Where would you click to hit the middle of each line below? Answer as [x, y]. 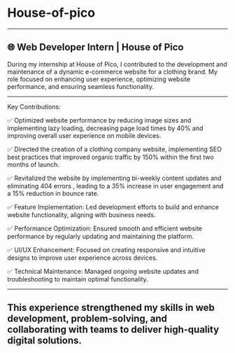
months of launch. [33, 164]
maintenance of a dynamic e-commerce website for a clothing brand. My [113, 71]
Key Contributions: [34, 106]
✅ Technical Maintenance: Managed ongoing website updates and [103, 271]
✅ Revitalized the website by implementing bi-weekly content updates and [114, 178]
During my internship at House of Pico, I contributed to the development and [117, 64]
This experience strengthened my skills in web [111, 308]
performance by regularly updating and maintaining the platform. [101, 236]
